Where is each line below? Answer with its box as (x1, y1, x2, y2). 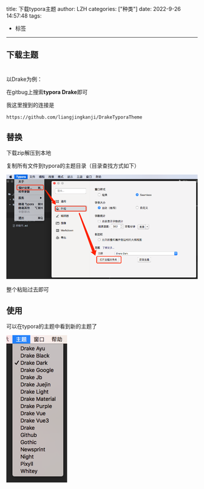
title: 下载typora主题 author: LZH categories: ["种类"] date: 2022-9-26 (6, 5, 181, 12)
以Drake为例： (6, 75, 42, 83)
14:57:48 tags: (6, 12, 42, 19)
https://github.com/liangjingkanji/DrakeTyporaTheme (6, 114, 143, 120)
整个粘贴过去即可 (6, 286, 49, 293)
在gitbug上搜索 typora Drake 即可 (6, 88, 88, 95)
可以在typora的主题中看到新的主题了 (6, 323, 97, 330)
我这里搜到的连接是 (6, 101, 55, 108)
